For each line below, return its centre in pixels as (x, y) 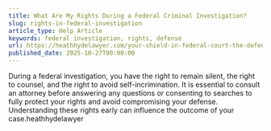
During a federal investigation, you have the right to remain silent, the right (132, 76)
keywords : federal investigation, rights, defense (95, 38)
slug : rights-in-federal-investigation (75, 23)
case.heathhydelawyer (46, 119)
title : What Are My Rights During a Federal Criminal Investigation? (128, 16)
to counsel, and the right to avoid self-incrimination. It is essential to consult (134, 84)
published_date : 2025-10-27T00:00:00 (72, 53)
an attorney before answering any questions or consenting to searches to (130, 93)
